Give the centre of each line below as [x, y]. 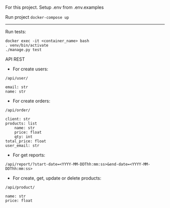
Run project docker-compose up [37, 17]
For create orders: [31, 101]
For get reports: [29, 155]
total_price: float [26, 141]
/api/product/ [20, 187]
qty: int [24, 137]
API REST [15, 59]
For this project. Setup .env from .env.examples [55, 7]
